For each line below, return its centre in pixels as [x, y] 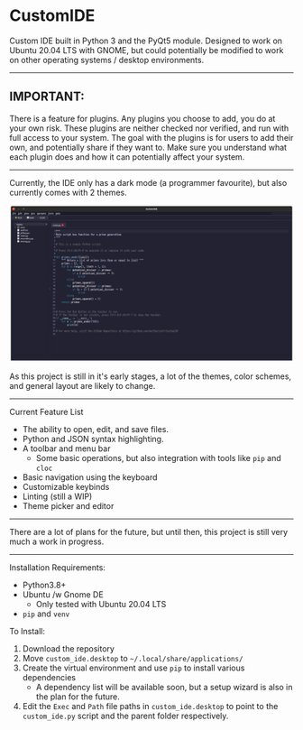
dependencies [49, 677]
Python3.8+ [44, 585]
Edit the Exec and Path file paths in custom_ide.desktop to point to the [150, 706]
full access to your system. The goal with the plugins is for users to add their [151, 137]
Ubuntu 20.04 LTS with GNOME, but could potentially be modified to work [147, 50]
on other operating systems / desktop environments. [107, 60]
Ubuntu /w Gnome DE [63, 594]
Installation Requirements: [58, 567]
